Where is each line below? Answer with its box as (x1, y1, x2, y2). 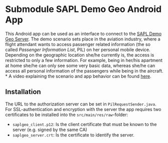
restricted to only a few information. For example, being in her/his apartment (5, 57, 163, 63)
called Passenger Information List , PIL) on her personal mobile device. (5, 46, 150, 52)
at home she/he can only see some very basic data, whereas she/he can (5, 62, 155, 68)
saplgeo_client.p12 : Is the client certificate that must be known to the (12, 121, 157, 127)
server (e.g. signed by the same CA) (12, 126, 88, 132)
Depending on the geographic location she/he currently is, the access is (5, 51, 154, 58)
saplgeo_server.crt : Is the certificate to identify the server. (12, 131, 134, 138)
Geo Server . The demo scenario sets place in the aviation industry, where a (5, 36, 160, 42)
